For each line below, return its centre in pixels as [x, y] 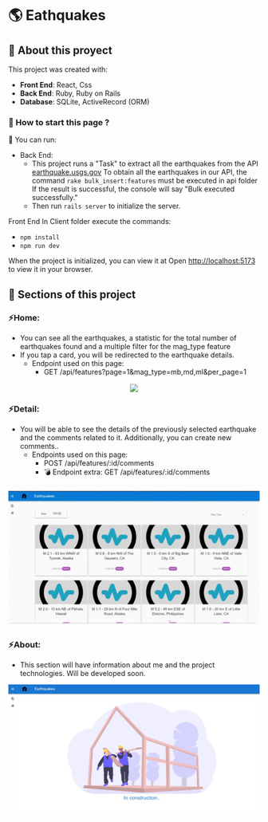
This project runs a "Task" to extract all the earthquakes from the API [145, 163]
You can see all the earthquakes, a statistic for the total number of [128, 338]
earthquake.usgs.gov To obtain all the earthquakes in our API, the [139, 172]
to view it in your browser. [51, 269]
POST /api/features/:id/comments [99, 463]
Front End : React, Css [56, 85]
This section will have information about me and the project [117, 665]
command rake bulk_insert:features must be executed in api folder [144, 181]
